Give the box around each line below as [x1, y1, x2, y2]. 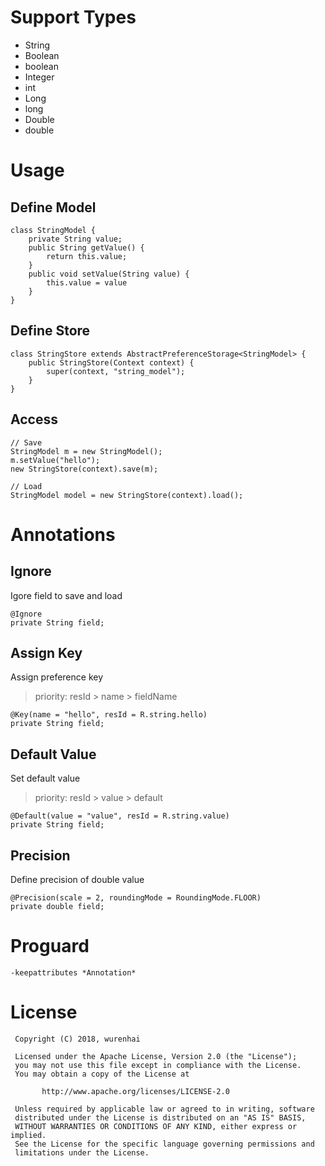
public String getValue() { [28, 242, 145, 253]
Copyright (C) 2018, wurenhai [14, 1034, 141, 1044]
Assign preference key [10, 671, 104, 683]
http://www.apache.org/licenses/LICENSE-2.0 [41, 1086, 230, 1096]
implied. [10, 1130, 47, 1140]
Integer [24, 71, 55, 83]
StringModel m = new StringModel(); [10, 446, 163, 456]
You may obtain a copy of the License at [14, 1069, 190, 1079]
